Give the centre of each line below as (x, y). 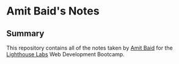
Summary (25, 34)
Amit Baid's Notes (53, 11)
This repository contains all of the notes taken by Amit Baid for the (89, 48)
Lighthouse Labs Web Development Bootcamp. (66, 54)
